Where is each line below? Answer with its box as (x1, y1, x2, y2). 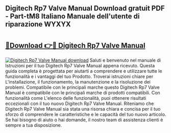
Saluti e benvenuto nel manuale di (89, 57, 161, 63)
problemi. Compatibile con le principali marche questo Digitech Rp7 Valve (5, 84, 160, 90)
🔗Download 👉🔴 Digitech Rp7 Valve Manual (5, 41, 145, 50)
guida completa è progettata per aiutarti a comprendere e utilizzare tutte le (5, 68, 162, 74)
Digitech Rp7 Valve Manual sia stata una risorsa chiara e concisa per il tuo (5, 106, 161, 112)
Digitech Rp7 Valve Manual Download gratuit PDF (5, 4, 165, 13)
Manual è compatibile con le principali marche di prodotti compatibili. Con (5, 90, 161, 96)
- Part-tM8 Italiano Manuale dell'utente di (5, 12, 140, 21)
